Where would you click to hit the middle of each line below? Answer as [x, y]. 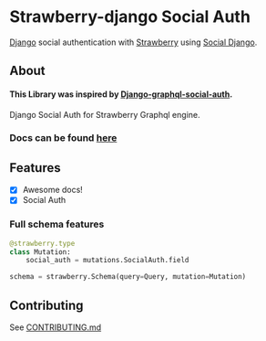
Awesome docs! [53, 190]
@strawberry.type [42, 243]
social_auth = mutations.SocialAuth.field [107, 261]
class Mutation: [40, 252]
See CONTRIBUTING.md [56, 327]
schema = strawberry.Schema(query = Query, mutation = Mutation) [128, 277]
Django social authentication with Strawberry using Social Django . [133, 42]
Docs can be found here [63, 138]
